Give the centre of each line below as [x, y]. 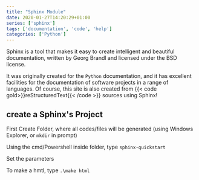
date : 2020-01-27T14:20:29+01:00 [48, 18]
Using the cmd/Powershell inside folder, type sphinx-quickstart [86, 147]
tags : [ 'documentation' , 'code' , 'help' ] [59, 29]
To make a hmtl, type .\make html [48, 170]
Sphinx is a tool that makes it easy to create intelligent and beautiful [90, 51]
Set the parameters [30, 158]
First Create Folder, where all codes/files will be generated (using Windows [100, 129]
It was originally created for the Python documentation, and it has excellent [99, 76]
